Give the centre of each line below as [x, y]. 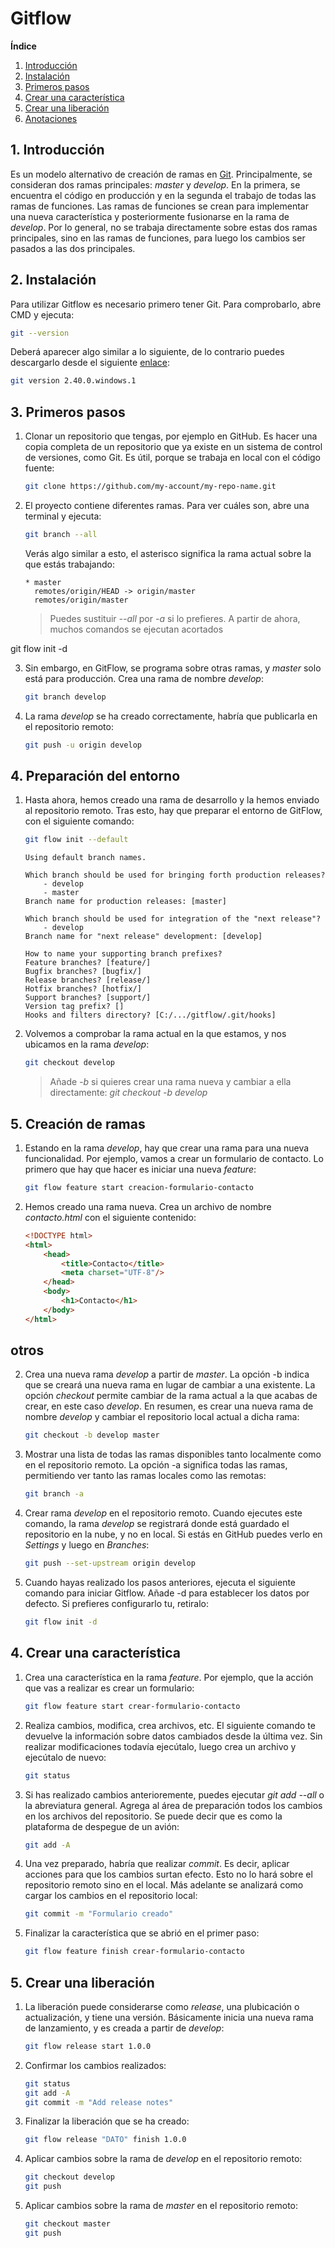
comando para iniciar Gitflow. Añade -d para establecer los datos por [167, 1593]
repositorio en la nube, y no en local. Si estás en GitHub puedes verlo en [173, 1534]
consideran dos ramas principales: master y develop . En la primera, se [155, 184]
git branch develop [65, 697]
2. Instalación [53, 280]
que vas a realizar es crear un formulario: [109, 1688]
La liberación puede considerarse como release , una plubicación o [162, 2006]
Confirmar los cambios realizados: [95, 2065]
